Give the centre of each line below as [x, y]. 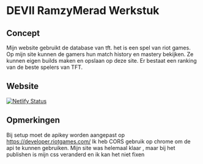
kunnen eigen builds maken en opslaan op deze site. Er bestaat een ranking [102, 61]
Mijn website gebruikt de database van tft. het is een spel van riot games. [98, 48]
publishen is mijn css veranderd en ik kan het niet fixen [76, 154]
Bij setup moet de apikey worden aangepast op [66, 135]
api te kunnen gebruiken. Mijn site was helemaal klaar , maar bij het [91, 148]
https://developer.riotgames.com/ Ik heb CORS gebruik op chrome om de [98, 141]
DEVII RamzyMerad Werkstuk [83, 11]
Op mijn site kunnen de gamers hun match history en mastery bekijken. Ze [100, 54]
